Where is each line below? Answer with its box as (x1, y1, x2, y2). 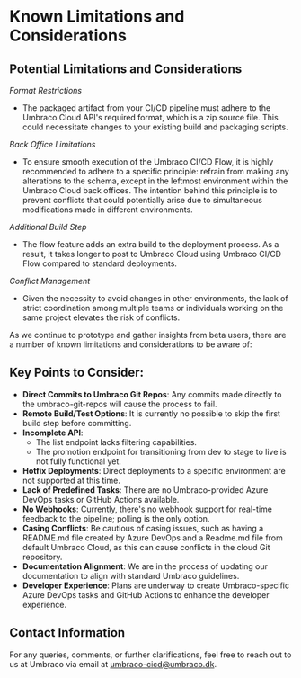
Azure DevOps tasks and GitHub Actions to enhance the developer (22, 589, 270, 600)
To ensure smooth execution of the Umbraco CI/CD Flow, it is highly (22, 156, 274, 167)
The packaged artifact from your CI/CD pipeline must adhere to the (22, 103, 271, 113)
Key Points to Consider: (9, 365, 144, 380)
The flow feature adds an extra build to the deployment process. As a (22, 239, 279, 249)
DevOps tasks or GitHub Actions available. (22, 494, 180, 504)
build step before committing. (22, 417, 132, 428)
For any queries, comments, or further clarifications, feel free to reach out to (9, 649, 292, 660)
